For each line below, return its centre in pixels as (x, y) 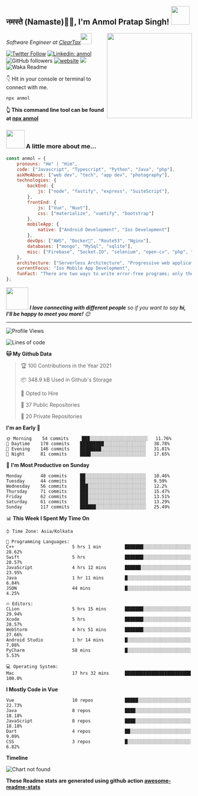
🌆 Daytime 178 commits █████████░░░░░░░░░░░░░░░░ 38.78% (88, 444)
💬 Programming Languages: (38, 542)
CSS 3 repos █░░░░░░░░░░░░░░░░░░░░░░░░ (99, 742)
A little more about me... (61, 146)
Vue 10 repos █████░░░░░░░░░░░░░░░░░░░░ (99, 700)
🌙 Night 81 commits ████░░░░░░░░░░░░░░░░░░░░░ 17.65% (88, 454)
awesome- (158, 781)
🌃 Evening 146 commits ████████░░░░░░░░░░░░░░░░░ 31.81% (88, 449)
